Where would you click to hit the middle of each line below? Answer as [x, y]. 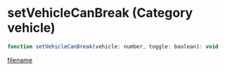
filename [20, 60]
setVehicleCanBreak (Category [100, 13]
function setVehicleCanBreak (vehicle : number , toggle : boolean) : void [113, 46]
